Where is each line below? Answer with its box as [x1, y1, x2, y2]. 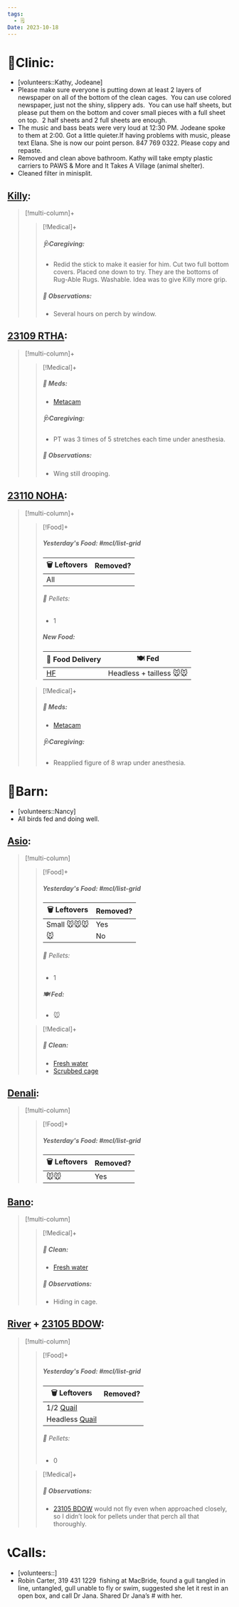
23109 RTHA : [7, 330, 68, 343]
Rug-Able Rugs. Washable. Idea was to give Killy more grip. [53, 276, 228, 284]
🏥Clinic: [7, 54, 55, 71]
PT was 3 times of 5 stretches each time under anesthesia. [53, 435, 225, 443]
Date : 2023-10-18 [7, 24, 59, 31]
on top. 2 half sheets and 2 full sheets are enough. [17, 116, 167, 125]
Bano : [7, 1196, 34, 1208]
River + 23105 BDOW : [7, 1318, 105, 1330]
